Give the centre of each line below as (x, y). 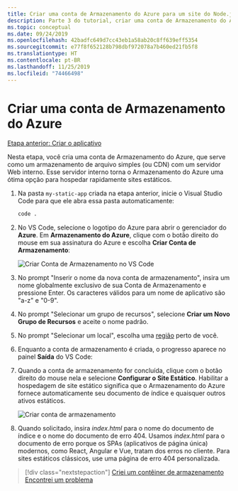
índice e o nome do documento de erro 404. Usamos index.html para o (121, 436)
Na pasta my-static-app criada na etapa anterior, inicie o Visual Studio (120, 193)
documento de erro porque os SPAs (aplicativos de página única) (113, 443)
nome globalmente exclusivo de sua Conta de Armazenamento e (112, 286)
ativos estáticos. (41, 401)
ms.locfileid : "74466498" (45, 73)
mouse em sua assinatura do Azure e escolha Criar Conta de (107, 243)
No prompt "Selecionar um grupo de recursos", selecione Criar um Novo (124, 314)
